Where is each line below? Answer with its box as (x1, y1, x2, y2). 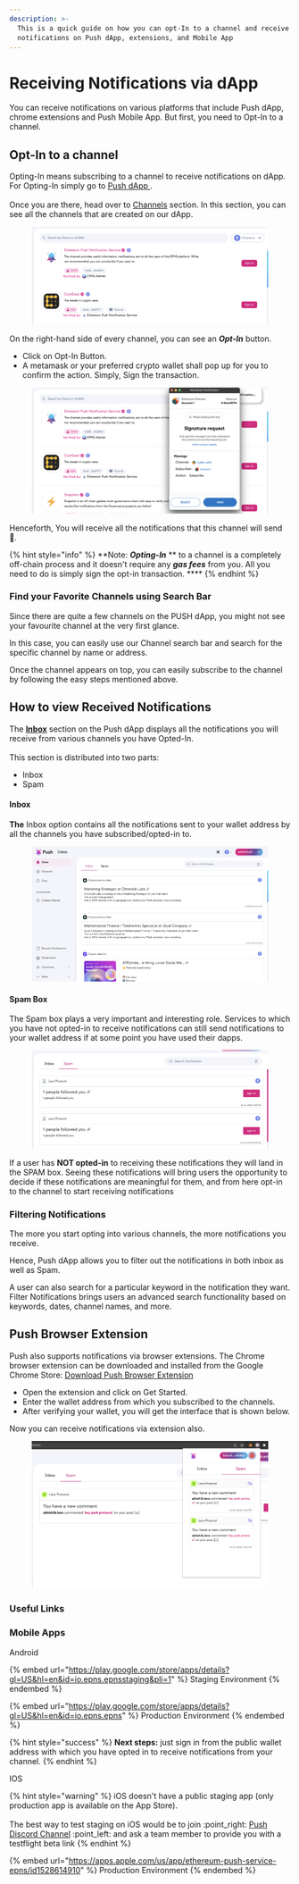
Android (9, 1646, 38, 1657)
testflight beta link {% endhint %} (9, 1838, 132, 1848)
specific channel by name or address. (9, 647, 148, 657)
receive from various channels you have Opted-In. (9, 733, 195, 743)
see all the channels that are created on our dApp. (9, 209, 194, 220)
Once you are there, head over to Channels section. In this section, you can (9, 199, 287, 210)
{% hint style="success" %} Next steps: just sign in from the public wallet (9, 1737, 282, 1747)
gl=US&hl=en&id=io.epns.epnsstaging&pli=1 (9, 1673, 171, 1684)
